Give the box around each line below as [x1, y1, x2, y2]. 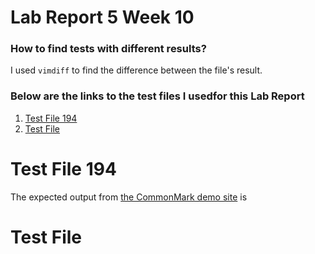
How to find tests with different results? [10, 42, 207, 56]
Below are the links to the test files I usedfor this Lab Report [10, 89, 305, 103]
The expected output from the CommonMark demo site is [10, 191, 248, 203]
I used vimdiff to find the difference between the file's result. [10, 64, 263, 76]
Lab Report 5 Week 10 [10, 6, 195, 29]
